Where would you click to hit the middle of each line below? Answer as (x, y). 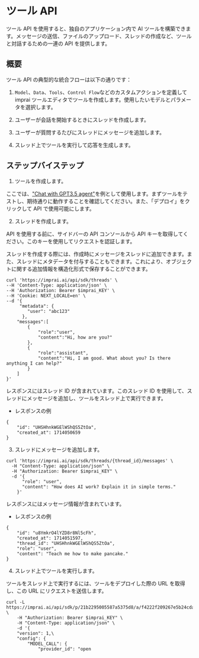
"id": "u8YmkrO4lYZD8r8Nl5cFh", (57, 533)
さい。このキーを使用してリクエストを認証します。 (73, 241)
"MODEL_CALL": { (47, 644)
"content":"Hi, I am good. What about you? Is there (104, 358)
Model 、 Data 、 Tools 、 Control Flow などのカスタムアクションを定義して (101, 92)
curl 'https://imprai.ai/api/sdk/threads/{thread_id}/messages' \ (90, 460)
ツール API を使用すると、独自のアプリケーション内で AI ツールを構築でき (96, 29)
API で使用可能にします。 (64, 208)
